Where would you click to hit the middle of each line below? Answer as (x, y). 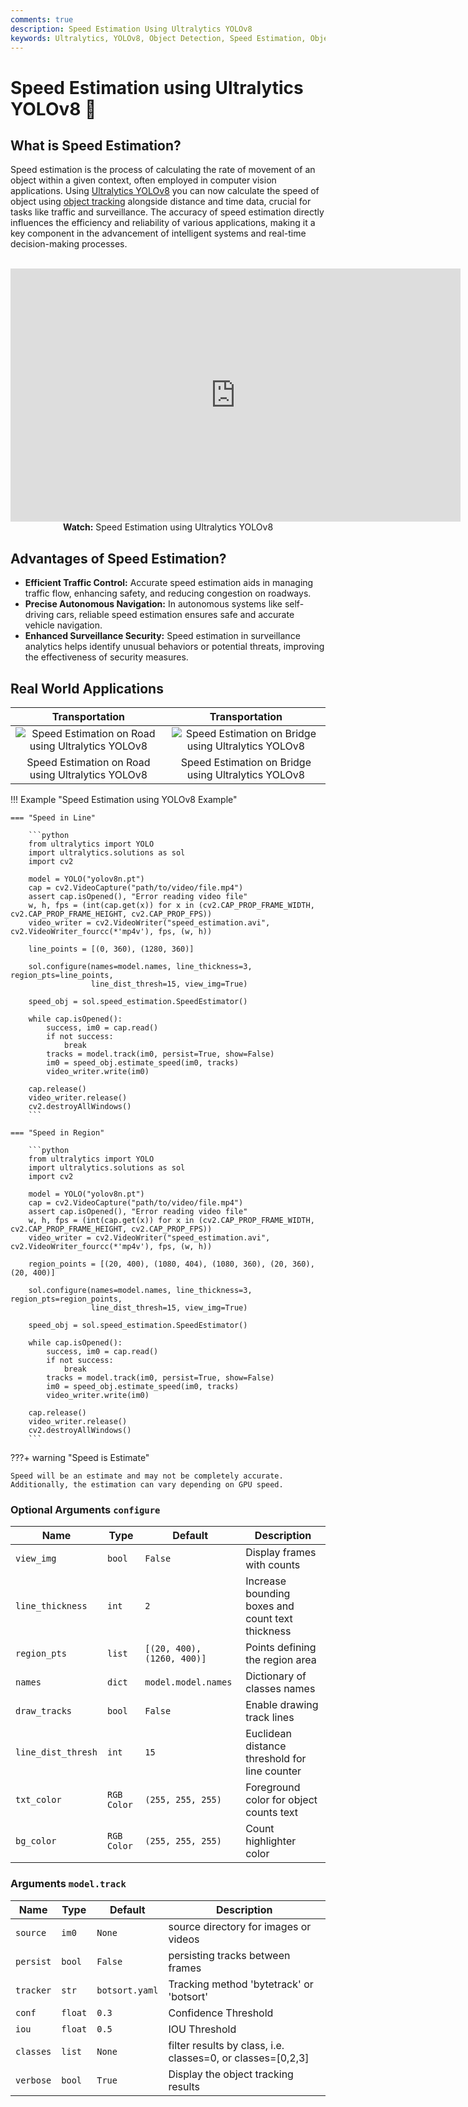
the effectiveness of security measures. (106, 657)
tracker (33, 1990)
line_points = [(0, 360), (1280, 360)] (111, 949)
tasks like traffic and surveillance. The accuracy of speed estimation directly (167, 212)
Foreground (273, 1788)
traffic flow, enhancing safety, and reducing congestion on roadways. (168, 593)
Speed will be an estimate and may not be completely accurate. (147, 1476)
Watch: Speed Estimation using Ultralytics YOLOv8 (168, 527)
